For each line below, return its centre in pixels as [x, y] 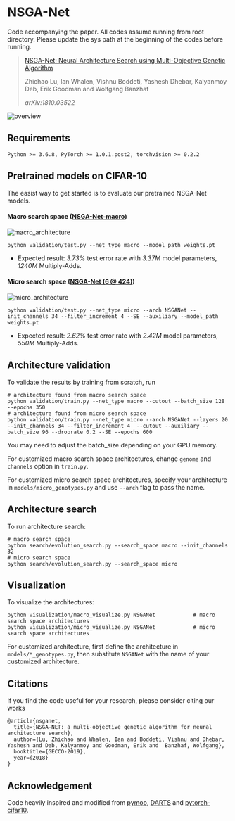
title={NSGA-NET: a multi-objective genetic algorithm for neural [113, 727]
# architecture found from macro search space [77, 395]
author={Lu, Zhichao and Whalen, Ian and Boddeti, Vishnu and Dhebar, [119, 739]
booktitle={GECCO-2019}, [50, 752]
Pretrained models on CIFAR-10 [77, 176]
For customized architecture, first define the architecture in [93, 647]
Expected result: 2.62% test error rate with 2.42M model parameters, [118, 336]
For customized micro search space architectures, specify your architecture [117, 480]
